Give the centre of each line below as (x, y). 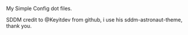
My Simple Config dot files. (39, 8)
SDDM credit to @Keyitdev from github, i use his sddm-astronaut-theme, (94, 20)
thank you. (19, 26)
